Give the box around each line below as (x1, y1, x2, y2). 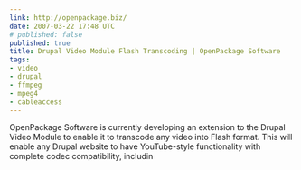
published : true (9, 38, 71, 48)
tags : (9, 55, 30, 64)
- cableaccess (9, 97, 63, 107)
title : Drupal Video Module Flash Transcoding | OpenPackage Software (9, 47, 281, 56)
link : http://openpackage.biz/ (9, 13, 127, 23)
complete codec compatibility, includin (9, 151, 154, 162)
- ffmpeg (9, 80, 42, 90)
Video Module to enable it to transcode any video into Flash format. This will (9, 132, 293, 143)
